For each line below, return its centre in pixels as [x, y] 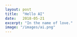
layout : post [18, 9]
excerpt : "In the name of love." [39, 23]
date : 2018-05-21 [25, 18]
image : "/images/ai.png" [30, 27]
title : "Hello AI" [25, 14]
